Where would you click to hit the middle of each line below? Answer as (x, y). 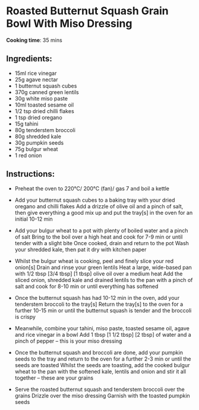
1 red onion (28, 155)
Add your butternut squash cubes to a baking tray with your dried (95, 200)
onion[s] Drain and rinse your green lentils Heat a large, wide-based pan (103, 267)
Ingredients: (29, 59)
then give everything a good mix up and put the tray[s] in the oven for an (104, 212)
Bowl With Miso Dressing (69, 24)
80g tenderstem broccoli (45, 130)
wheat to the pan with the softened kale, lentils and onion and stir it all (100, 371)
